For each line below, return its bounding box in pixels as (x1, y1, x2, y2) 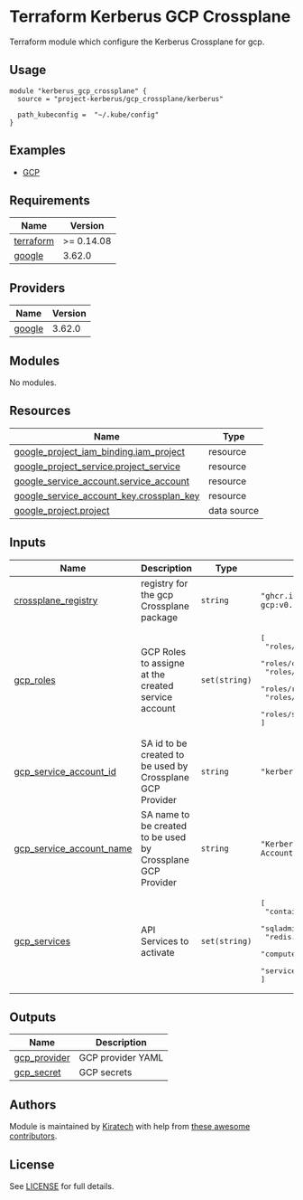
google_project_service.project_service (14, 459, 180, 472)
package (141, 610, 179, 623)
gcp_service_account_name (14, 842, 133, 855)
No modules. (9, 377, 57, 388)
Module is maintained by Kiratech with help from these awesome (9, 1121, 251, 1132)
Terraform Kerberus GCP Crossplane (9, 6, 291, 27)
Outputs (9, 1010, 57, 1025)
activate (141, 946, 175, 959)
